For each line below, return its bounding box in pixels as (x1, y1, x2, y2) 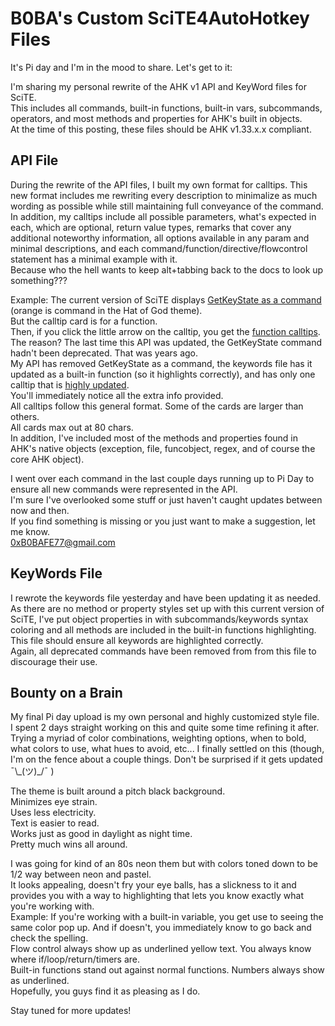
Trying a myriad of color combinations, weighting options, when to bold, (10, 732, 307, 744)
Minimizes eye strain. (10, 796, 98, 808)
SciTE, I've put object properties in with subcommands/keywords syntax (10, 613, 309, 625)
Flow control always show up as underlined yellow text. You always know (10, 943, 312, 955)
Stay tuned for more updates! (10, 1005, 132, 1017)
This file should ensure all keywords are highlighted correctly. (10, 634, 264, 646)
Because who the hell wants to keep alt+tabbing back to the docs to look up (10, 263, 324, 276)
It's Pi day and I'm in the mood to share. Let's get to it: (10, 61, 233, 73)
